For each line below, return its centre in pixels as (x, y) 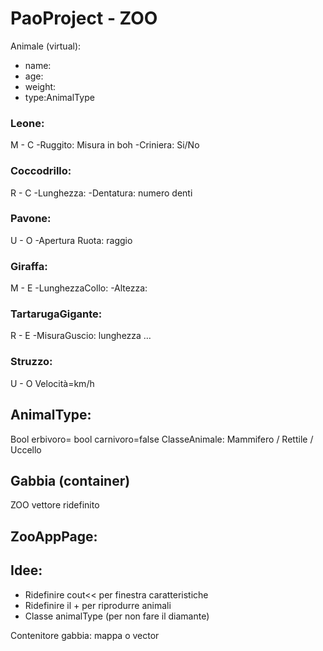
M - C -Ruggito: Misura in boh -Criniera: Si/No (105, 145)
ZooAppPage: (54, 536)
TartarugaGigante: (56, 314)
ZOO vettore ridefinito (55, 505)
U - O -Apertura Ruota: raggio (71, 240)
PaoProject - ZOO (84, 18)
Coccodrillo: (41, 171)
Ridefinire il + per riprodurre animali (98, 605)
